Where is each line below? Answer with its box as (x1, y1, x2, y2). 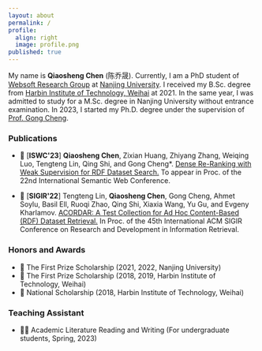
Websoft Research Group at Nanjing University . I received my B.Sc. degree (8, 80, 251, 89)
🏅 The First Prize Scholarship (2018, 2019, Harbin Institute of (19, 271, 216, 280)
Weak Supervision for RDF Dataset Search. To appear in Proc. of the (19, 167, 242, 177)
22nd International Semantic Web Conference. (19, 176, 171, 185)
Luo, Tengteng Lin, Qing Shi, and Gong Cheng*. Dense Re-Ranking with (19, 159, 252, 169)
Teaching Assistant (8, 307, 84, 318)
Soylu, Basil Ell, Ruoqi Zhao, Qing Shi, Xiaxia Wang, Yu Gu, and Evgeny (19, 200, 249, 209)
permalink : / (8, 19, 51, 27)
